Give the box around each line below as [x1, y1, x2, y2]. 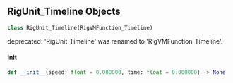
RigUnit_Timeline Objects [7, 6, 121, 18]
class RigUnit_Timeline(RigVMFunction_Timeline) [7, 24, 153, 31]
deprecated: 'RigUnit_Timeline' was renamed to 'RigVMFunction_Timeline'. [7, 37, 223, 45]
